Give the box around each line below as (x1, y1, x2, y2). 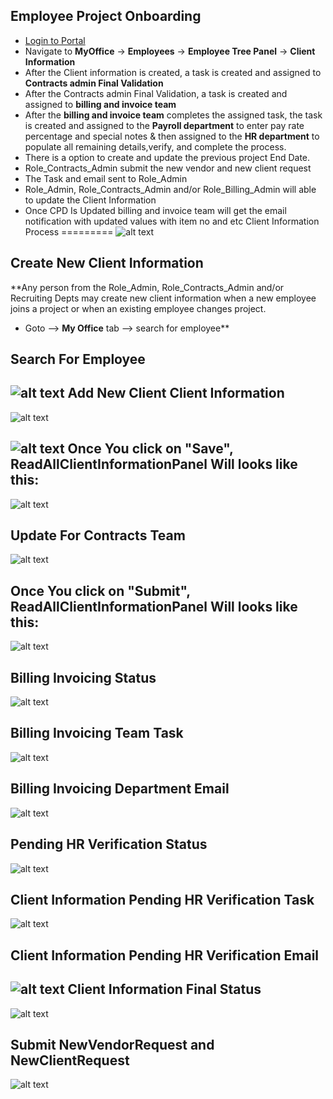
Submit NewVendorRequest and (10, 1036, 215, 1053)
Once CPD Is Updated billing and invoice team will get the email (24, 204, 287, 216)
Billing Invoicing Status (10, 669, 157, 686)
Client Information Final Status (67, 981, 262, 998)
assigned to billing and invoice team (24, 98, 177, 110)
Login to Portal (24, 34, 86, 46)
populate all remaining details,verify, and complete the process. (24, 140, 287, 153)
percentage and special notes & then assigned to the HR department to (24, 130, 320, 142)
